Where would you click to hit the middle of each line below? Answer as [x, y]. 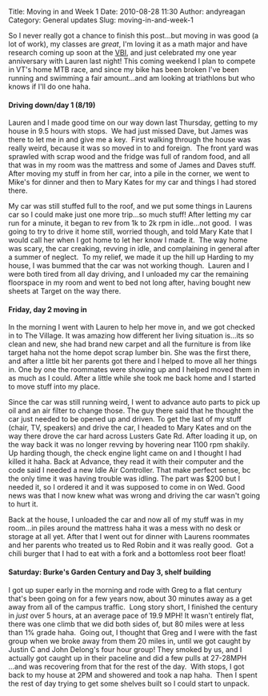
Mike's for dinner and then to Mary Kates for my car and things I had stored [132, 182]
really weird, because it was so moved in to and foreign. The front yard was [133, 148]
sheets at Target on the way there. [65, 291]
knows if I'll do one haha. [50, 86]
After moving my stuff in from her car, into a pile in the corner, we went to [129, 174]
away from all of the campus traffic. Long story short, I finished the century [133, 606]
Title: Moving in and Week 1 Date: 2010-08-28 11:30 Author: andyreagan [127, 12]
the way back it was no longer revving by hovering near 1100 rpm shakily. [129, 445]
